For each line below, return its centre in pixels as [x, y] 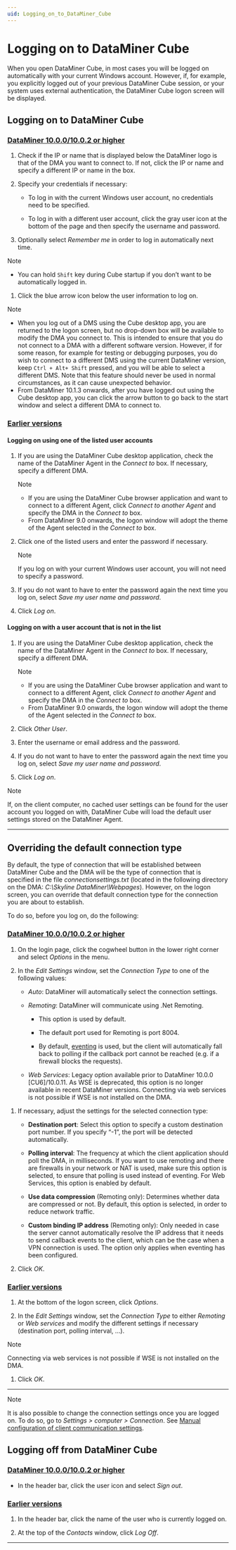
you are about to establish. [46, 902]
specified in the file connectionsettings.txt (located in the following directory [118, 879]
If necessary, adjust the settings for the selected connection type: [113, 1111]
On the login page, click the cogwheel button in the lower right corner [118, 949]
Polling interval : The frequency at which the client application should [128, 1153]
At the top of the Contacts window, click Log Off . [88, 1532]
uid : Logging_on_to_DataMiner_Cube [59, 14]
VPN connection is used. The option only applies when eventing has [126, 1247]
